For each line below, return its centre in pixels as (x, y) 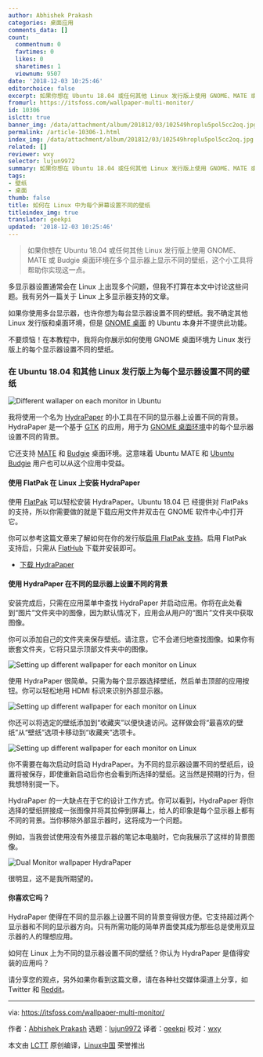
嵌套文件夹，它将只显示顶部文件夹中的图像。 (80, 649)
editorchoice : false (42, 88)
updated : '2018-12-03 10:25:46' (61, 227)
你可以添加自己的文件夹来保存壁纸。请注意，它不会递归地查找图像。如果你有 (131, 639)
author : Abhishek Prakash (50, 15)
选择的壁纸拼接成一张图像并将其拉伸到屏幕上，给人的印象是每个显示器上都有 (131, 810)
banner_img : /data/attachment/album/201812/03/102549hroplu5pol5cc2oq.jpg (133, 125)
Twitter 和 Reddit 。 (38, 989)
